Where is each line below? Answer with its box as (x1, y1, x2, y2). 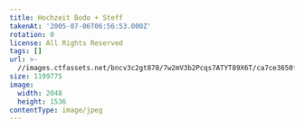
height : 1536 (17, 96, 67, 106)
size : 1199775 (9, 72, 63, 81)
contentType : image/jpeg (9, 105, 103, 114)
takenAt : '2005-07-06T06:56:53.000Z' (9, 22, 152, 31)
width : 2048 (17, 88, 63, 97)
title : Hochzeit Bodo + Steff (9, 13, 124, 23)
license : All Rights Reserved (9, 38, 124, 48)
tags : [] (9, 47, 43, 56)
